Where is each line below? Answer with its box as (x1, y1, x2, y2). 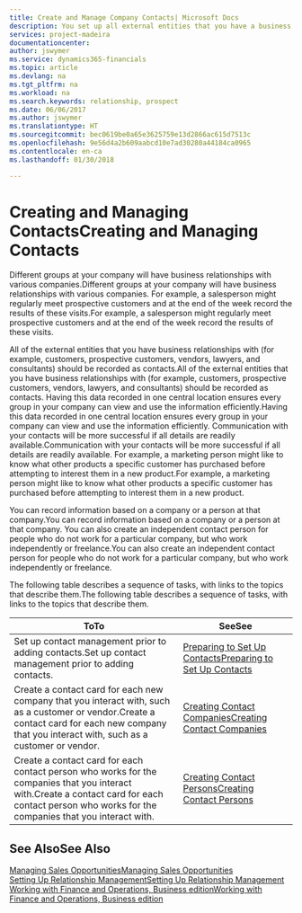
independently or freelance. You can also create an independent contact (9, 543, 276, 554)
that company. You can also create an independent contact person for (9, 524, 269, 535)
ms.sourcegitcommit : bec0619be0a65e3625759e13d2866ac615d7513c (9, 130, 252, 139)
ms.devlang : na (9, 72, 67, 81)
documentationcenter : (9, 38, 91, 48)
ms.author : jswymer (9, 113, 83, 122)
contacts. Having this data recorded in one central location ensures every (9, 392, 281, 403)
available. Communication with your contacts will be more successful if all (9, 439, 280, 450)
